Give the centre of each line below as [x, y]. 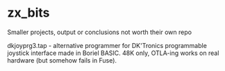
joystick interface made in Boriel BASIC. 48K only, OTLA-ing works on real [113, 53]
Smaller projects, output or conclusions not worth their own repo [100, 32]
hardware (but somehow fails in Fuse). [62, 60]
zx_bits [28, 13]
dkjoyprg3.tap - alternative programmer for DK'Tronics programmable [107, 45]
